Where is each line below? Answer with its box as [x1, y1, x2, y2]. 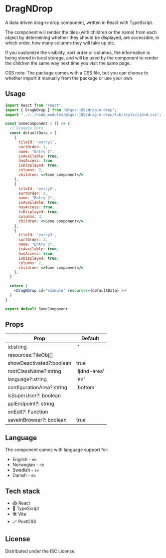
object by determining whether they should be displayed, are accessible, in [5, 34, 160, 40]
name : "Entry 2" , [18, 195, 55, 200]
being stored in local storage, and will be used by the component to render [5, 54, 159, 60]
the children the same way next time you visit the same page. [5, 60, 131, 66]
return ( [9, 283, 28, 289]
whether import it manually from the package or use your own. [5, 75, 134, 81]
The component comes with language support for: [5, 447, 109, 453]
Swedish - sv [12, 467, 39, 473]
